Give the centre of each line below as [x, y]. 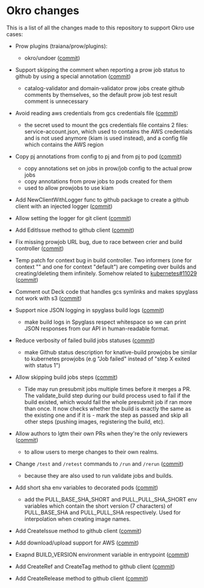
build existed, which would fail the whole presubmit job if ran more [108, 402]
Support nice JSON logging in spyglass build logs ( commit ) [89, 310]
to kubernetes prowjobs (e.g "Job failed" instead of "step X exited [107, 359]
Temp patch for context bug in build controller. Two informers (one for [103, 260]
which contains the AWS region [64, 144]
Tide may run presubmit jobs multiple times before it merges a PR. [108, 389]
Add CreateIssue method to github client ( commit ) [78, 530]
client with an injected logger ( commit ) [64, 206]
